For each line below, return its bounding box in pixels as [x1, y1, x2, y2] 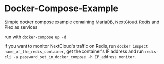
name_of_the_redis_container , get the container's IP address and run [4, 48, 144, 54]
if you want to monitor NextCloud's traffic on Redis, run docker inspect [4, 43, 148, 49]
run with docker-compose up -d [4, 34, 67, 40]
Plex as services [4, 24, 38, 30]
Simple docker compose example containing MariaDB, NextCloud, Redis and [4, 19, 160, 25]
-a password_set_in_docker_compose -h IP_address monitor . [13, 53, 136, 59]
